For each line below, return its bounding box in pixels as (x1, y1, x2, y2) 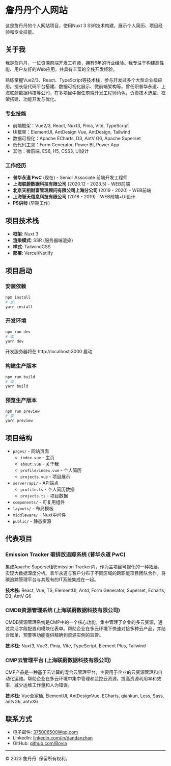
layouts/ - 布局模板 (12, 506, 54, 512)
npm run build (5, 374, 36, 380)
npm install (5, 295, 31, 300)
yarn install (5, 304, 33, 309)
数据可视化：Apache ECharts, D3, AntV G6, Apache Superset (12, 136, 141, 142)
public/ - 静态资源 (12, 518, 52, 524)
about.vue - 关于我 (20, 461, 60, 467)
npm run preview (5, 409, 40, 414)
